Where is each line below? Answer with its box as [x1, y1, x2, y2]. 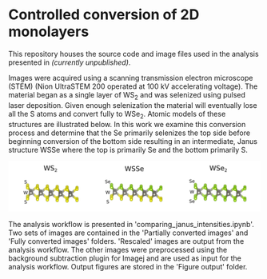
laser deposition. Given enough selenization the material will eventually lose [8, 100, 257, 110]
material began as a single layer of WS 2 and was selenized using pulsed [8, 90, 246, 102]
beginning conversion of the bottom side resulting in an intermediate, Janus [8, 136, 258, 145]
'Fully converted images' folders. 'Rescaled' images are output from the [8, 236, 245, 245]
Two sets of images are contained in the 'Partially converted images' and [8, 228, 249, 237]
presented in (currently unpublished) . [8, 58, 131, 67]
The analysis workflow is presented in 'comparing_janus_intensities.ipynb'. [8, 219, 254, 229]
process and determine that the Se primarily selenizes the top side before [8, 128, 250, 138]
